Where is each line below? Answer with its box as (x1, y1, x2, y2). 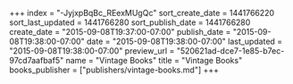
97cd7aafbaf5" (9, 55, 64, 65)
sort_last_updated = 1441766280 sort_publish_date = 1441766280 (9, 17, 251, 28)
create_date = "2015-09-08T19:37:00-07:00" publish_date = (9, 27, 231, 37)
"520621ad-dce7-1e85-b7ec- (176, 46, 285, 56)
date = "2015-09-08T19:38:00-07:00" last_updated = (86, 36, 283, 46)
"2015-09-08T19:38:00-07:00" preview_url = (9, 46, 175, 56)
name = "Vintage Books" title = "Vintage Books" (65, 55, 243, 65)
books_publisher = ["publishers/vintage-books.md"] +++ (9, 64, 219, 75)
